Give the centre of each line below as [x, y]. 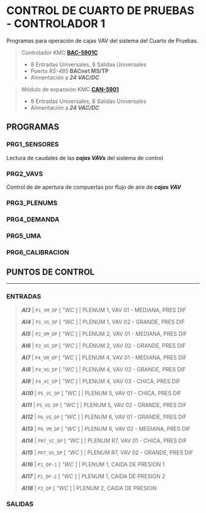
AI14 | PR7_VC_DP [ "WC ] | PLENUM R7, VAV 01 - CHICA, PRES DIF [104, 440]
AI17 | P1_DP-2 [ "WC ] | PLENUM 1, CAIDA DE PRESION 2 [93, 476]
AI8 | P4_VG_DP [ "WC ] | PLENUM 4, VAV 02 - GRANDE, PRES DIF [103, 369]
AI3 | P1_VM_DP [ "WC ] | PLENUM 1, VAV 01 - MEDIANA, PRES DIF [104, 310]
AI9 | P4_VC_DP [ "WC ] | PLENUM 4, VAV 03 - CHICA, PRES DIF [101, 381]
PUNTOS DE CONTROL [51, 272]
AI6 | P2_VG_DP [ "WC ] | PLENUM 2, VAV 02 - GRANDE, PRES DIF [103, 345]
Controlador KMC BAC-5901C [59, 52]
